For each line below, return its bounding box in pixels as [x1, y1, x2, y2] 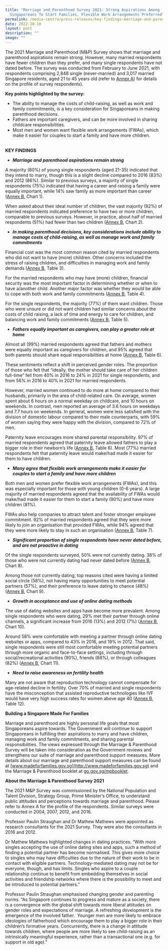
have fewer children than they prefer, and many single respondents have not [5, 60, 162, 66]
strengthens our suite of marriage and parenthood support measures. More [5, 752, 160, 758]
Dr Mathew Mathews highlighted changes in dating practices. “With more [5, 839, 156, 845]
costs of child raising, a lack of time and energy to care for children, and [5, 311, 154, 317]
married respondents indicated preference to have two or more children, [5, 208, 154, 214]
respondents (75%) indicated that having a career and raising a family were [5, 182, 160, 188]
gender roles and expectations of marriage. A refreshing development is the [5, 907, 161, 913]
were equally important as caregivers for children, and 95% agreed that [5, 346, 152, 352]
